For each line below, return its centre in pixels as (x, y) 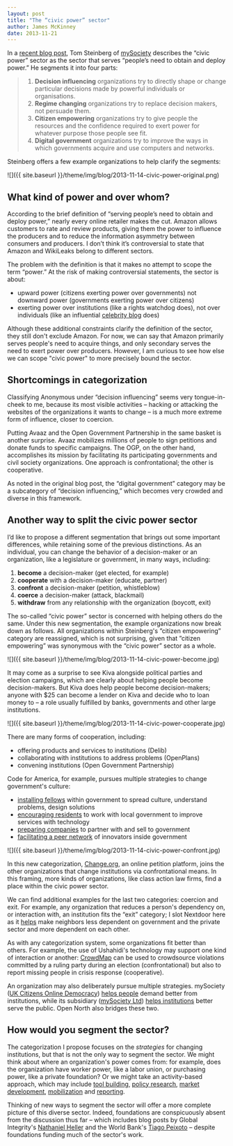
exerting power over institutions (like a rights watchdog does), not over (119, 308)
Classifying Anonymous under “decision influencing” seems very (100, 397)
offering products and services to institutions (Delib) (92, 750)
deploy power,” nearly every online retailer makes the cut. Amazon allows (112, 221)
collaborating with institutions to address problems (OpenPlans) (109, 757)
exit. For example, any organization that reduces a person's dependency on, (116, 907)
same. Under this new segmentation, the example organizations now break (114, 623)
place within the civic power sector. (58, 886)
